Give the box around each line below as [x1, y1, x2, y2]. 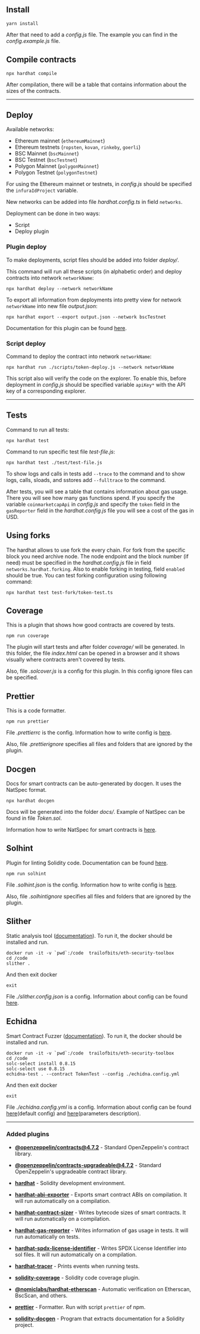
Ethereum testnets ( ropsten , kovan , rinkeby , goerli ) [14, 144, 141, 151]
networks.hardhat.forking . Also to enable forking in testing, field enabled [6, 565, 185, 573]
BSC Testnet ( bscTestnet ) [14, 156, 77, 163]
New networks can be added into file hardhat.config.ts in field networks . [6, 198, 183, 206]
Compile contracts [6, 55, 76, 65]
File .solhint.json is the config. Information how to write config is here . [6, 881, 177, 888]
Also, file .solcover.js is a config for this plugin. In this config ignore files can [6, 667, 193, 675]
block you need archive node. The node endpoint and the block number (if [6, 552, 189, 559]
